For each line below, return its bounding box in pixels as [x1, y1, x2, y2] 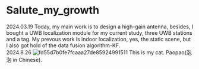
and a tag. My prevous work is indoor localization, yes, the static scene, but [6, 35, 191, 42]
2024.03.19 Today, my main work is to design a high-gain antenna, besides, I [6, 23, 194, 30]
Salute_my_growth [6, 4, 100, 17]
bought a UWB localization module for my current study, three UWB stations [6, 29, 192, 36]
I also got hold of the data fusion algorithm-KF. [6, 42, 121, 49]
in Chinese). [12, 56, 43, 63]
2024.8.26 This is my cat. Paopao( [6, 48, 187, 56]
